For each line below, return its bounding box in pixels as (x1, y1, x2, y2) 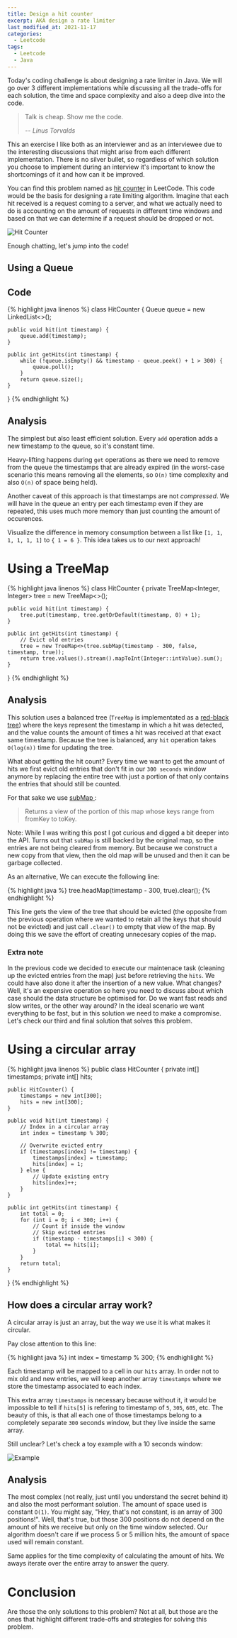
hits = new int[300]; (20, 1098, 83, 1106)
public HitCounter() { (7, 1086, 74, 1093)
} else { (20, 1167, 46, 1174)
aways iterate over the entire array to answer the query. (7, 1559, 170, 1568)
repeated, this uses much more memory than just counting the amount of (7, 507, 221, 515)
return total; (20, 1260, 62, 1267)
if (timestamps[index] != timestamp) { (20, 1148, 138, 1155)
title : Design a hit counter (7, 10, 93, 18)
